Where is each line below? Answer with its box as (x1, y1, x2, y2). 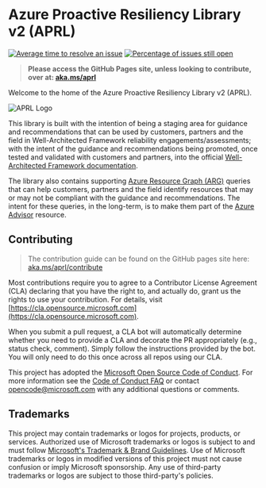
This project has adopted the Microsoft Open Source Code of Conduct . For (8, 367, 253, 377)
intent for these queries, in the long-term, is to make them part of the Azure (8, 201, 255, 211)
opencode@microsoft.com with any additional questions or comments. (8, 384, 240, 394)
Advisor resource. (8, 209, 67, 219)
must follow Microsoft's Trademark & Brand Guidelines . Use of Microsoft (8, 445, 245, 455)
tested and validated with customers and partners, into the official (8, 152, 224, 162)
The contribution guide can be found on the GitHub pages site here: (27, 254, 250, 263)
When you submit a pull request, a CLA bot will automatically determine (8, 327, 242, 336)
